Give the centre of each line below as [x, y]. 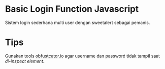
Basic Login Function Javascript [72, 9]
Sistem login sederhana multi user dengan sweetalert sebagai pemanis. [78, 23]
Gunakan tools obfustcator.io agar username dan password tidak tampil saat [82, 56]
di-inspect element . [25, 61]
